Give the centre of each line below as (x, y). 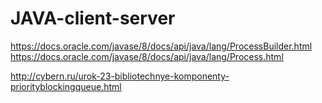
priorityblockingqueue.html (66, 86)
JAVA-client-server (93, 18)
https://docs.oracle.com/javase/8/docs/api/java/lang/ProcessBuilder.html (161, 46)
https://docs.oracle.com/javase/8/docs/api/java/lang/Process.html (147, 56)
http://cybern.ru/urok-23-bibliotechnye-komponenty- (120, 76)
